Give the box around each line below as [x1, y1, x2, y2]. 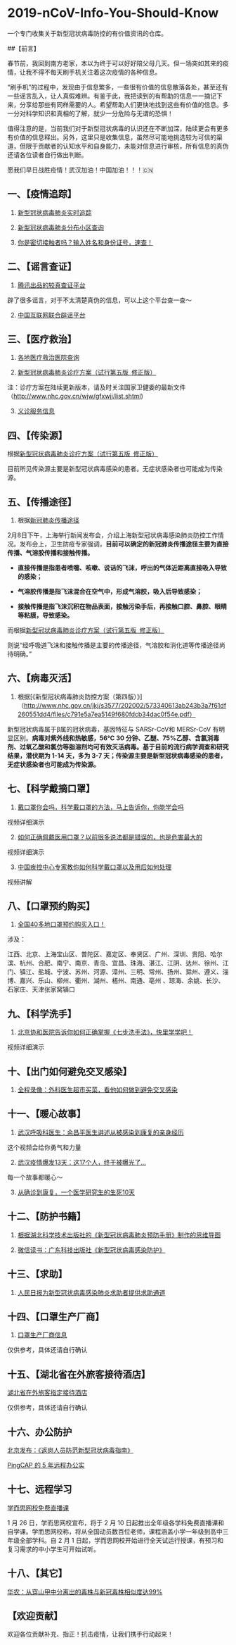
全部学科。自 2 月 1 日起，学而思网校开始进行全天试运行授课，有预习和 [19, 1536, 223, 1544]
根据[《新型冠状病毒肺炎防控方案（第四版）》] [17, 692, 143, 701]
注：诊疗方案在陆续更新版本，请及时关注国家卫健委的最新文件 [7, 383, 186, 392]
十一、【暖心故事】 [7, 1108, 86, 1120]
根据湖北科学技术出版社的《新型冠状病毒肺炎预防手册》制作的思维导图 [17, 1230, 221, 1239]
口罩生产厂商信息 [17, 1331, 67, 1339]
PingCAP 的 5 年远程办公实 [7, 1461, 85, 1469]
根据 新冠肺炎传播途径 [17, 516, 79, 524]
